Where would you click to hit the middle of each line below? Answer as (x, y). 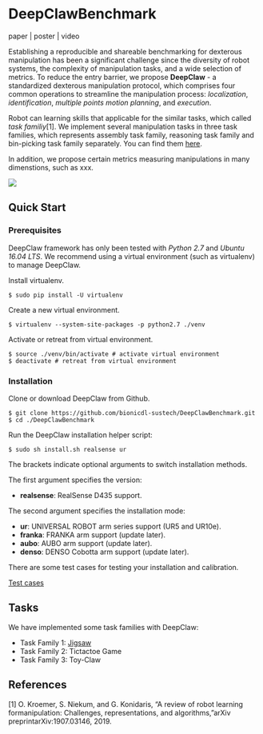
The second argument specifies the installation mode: (97, 511)
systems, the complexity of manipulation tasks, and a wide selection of (125, 68)
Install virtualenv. (36, 280)
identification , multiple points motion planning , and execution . (110, 102)
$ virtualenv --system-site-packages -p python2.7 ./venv (107, 325)
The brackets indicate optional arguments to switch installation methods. (128, 464)
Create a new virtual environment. (64, 309)
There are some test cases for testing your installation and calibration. (124, 567)
